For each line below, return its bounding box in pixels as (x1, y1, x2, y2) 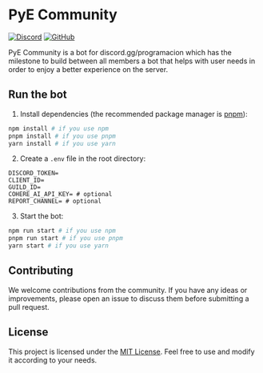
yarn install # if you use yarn (8, 139, 116, 147)
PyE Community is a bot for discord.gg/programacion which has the (8, 47, 232, 57)
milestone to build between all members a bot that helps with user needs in (8, 56, 256, 66)
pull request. (8, 302, 50, 311)
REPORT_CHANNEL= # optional (8, 198, 102, 206)
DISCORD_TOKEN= (8, 170, 59, 178)
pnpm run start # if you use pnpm (8, 235, 124, 243)
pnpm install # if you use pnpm (8, 132, 116, 140)
